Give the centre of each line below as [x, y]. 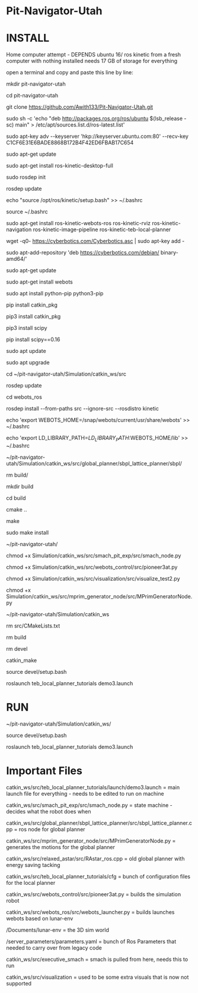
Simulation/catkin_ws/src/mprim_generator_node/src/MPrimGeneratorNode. [99, 596]
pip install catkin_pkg [32, 305]
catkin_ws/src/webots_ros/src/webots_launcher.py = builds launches [90, 912]
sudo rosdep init [26, 177]
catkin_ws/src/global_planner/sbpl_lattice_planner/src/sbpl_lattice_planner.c [99, 823]
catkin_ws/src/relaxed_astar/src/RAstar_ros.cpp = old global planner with [95, 858]
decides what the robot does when [49, 811]
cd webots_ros [24, 397]
